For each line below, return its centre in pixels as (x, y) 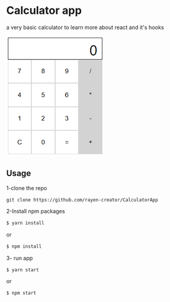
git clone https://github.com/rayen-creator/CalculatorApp (82, 200)
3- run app (20, 258)
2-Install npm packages (36, 211)
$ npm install (24, 246)
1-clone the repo (27, 188)
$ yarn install (25, 223)
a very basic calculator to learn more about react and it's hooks (85, 27)
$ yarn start (23, 270)
